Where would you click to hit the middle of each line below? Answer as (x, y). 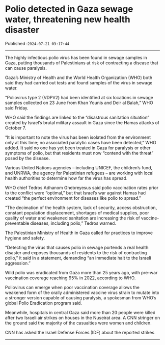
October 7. (15, 128)
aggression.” (18, 263)
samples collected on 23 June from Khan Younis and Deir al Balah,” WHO (79, 103)
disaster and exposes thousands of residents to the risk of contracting (76, 252)
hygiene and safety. (25, 238)
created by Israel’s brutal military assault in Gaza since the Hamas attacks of (82, 122)
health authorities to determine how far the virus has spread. (66, 178)
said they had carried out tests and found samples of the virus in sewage (79, 82)
